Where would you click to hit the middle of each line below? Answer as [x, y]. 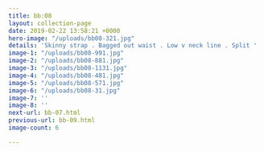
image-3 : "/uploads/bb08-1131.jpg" [68, 68]
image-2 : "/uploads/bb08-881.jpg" [66, 61]
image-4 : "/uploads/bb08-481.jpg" [66, 75]
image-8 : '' [28, 105]
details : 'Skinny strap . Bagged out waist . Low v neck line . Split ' [133, 46]
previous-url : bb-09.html [52, 120]
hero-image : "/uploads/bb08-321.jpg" [72, 38]
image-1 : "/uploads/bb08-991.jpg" [66, 53]
